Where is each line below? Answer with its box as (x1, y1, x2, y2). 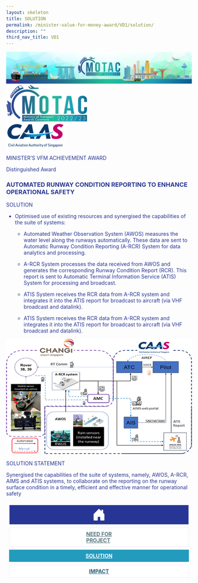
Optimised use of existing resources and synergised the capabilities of (14, 213, 186, 220)
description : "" (6, 28, 46, 34)
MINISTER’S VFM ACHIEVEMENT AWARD (6, 154, 107, 162)
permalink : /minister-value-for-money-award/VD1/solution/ (6, 22, 154, 28)
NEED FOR (86, 531, 112, 538)
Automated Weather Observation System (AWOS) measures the (23, 230, 179, 238)
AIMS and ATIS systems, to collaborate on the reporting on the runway (6, 477, 177, 485)
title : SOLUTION (6, 15, 46, 22)
